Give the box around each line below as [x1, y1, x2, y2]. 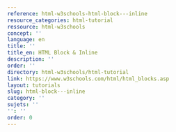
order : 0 [7, 114, 33, 121]
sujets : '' [7, 101, 39, 108]
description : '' [7, 56, 54, 63]
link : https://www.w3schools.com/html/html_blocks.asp [7, 75, 170, 82]
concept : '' [7, 29, 42, 37]
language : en [7, 36, 45, 43]
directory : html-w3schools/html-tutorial [7, 68, 129, 75]
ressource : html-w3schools [7, 23, 86, 30]
